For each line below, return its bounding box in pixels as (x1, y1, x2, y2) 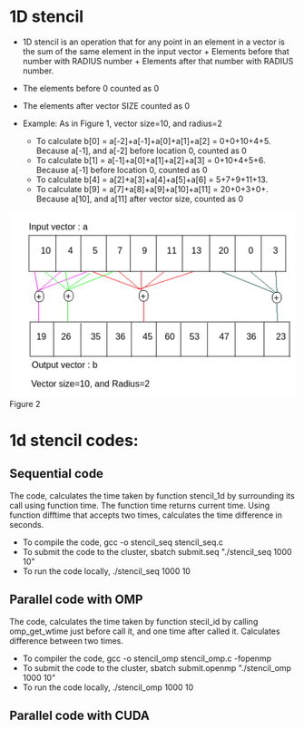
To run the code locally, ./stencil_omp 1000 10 (22, 682, 194, 693)
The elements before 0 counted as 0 (22, 83, 160, 93)
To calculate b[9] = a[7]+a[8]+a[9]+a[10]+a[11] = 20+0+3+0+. (35, 183, 270, 194)
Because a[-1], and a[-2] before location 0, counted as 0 (35, 145, 247, 156)
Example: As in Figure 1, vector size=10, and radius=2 (22, 118, 222, 129)
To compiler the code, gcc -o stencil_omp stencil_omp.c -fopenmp (22, 653, 272, 664)
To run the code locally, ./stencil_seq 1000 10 (22, 565, 191, 577)
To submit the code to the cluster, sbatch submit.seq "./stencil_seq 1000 (22, 546, 292, 557)
